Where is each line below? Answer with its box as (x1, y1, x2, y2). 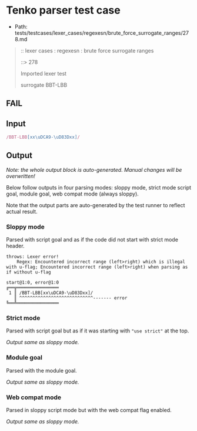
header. (6, 243, 25, 250)
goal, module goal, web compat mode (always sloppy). (6, 190, 139, 197)
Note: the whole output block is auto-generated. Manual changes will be (6, 166, 182, 173)
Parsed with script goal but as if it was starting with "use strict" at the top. (6, 327, 189, 334)
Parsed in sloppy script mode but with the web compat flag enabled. (6, 407, 172, 414)
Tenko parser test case (6, 4, 121, 17)
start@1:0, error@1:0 (6, 280, 59, 286)
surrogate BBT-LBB (20, 81, 68, 89)
